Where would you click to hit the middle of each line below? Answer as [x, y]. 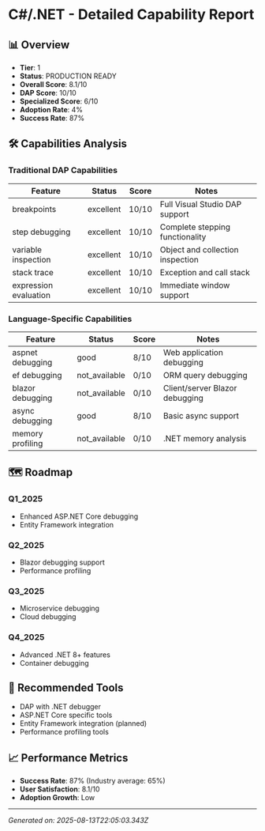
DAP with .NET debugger [60, 707]
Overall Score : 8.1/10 [53, 84]
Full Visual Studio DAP [201, 204]
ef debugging [37, 375]
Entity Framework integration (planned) [83, 723]
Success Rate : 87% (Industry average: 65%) [92, 781]
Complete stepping [195, 227]
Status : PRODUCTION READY [68, 76]
